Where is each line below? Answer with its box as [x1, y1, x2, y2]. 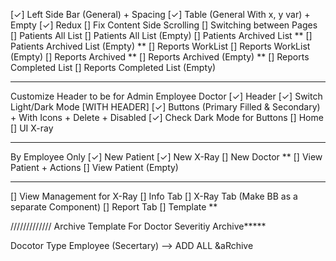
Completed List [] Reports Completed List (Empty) [10, 62, 217, 73]
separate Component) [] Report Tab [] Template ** [10, 201, 218, 213]
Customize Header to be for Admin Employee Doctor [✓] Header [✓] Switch [10, 90, 323, 102]
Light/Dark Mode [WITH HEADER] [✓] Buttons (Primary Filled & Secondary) [10, 101, 321, 113]
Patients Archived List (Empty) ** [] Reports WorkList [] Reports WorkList [10, 40, 311, 52]
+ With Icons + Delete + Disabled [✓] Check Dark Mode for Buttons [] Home [10, 112, 324, 123]
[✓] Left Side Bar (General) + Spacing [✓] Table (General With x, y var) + [10, 9, 311, 20]
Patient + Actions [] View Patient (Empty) [10, 162, 179, 173]
